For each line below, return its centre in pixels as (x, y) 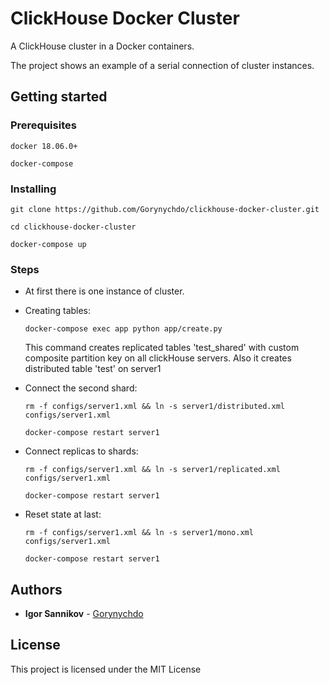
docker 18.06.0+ (44, 146)
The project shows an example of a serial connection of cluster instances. (162, 65)
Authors (36, 589)
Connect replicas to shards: (81, 451)
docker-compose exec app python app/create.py (123, 329)
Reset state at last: (63, 514)
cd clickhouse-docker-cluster (73, 227)
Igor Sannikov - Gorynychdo (84, 614)
